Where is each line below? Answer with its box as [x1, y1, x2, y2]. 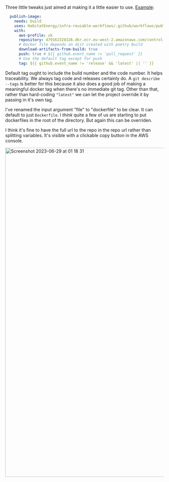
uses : [14, 23, 26, 28]
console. [5, 137, 24, 144]
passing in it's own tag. [5, 97, 53, 103]
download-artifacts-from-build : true [18, 47, 98, 52]
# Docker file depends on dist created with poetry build [18, 42, 143, 47]
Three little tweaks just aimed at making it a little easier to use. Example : [5, 5, 154, 10]
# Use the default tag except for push [18, 56, 102, 61]
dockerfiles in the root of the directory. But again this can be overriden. [5, 117, 152, 123]
